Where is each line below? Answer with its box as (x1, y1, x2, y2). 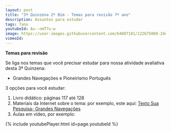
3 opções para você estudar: (5, 85, 66, 91)
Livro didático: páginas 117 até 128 (12, 95, 84, 101)
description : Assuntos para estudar (5, 17, 83, 22)
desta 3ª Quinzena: (5, 65, 46, 71)
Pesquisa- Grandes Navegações (12, 105, 81, 112)
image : (5, 31, 19, 36)
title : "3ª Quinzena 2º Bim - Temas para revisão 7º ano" (5, 12, 131, 17)
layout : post (5, 7, 33, 13)
